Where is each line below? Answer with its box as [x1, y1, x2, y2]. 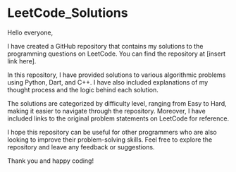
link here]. [7, 56, 37, 65]
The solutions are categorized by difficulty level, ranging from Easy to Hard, [7, 99, 227, 107]
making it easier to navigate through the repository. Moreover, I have [7, 106, 206, 115]
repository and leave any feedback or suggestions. [7, 142, 155, 151]
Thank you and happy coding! [7, 156, 94, 165]
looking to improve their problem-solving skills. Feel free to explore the [7, 135, 213, 144]
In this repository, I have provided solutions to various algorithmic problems [7, 70, 226, 79]
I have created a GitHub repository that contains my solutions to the [7, 42, 204, 50]
